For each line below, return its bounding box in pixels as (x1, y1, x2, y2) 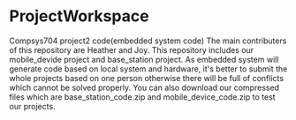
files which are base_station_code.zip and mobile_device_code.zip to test (9, 91, 276, 102)
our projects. (9, 101, 56, 111)
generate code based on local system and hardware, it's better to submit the (9, 64, 288, 74)
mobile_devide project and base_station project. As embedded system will (9, 54, 279, 64)
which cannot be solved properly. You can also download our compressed (9, 82, 280, 93)
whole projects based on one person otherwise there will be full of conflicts (9, 72, 285, 83)
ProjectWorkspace (9, 6, 149, 26)
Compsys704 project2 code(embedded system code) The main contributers (9, 35, 287, 46)
